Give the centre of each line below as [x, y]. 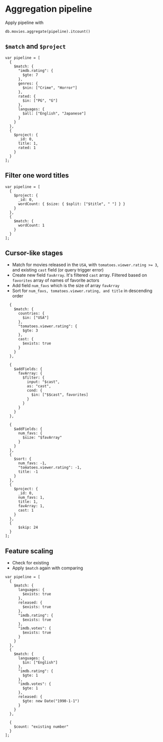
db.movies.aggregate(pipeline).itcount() [48, 31]
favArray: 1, [31, 506]
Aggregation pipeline [49, 9]
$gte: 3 [30, 331]
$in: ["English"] [40, 663]
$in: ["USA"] [36, 318]
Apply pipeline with [24, 22]
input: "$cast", [43, 382]
